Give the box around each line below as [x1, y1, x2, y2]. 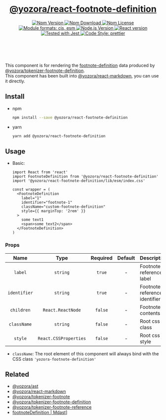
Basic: [12, 160, 25, 166]
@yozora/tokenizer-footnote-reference [12, 404, 92, 410]
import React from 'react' [12, 170, 68, 175]
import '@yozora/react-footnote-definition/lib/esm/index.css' [12, 179, 146, 184]
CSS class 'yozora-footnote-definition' [12, 356, 96, 362]
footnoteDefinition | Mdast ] [12, 410, 68, 416]
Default [117, 254, 135, 261]
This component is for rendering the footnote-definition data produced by [5, 62, 155, 68]
